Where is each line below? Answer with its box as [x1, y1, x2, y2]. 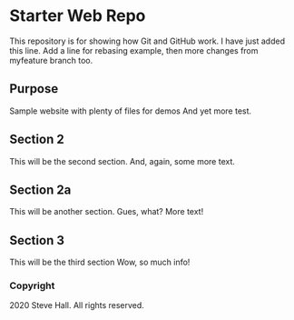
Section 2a [9, 182, 72, 197]
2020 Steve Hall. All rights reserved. [9, 300, 145, 311]
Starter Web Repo [9, 5, 146, 26]
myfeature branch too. [9, 55, 93, 65]
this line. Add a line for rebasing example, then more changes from [9, 45, 259, 55]
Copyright [9, 279, 55, 292]
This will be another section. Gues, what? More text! [9, 206, 204, 217]
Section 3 [9, 233, 65, 248]
